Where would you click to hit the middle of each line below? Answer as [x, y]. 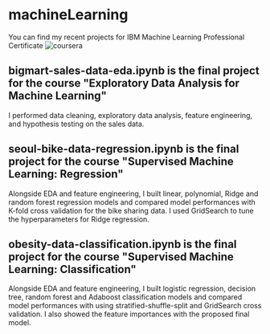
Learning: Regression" [66, 174]
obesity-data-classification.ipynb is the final [123, 244]
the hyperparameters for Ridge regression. [79, 219]
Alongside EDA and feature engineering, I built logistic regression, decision [132, 289]
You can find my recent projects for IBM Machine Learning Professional [127, 37]
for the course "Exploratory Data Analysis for [124, 83]
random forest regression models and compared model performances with [132, 202]
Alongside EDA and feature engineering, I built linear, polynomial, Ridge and [133, 193]
